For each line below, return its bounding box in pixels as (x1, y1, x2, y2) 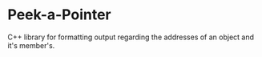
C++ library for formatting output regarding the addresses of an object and (7, 32, 254, 42)
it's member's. (7, 40, 55, 50)
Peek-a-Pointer (7, 6, 111, 24)
